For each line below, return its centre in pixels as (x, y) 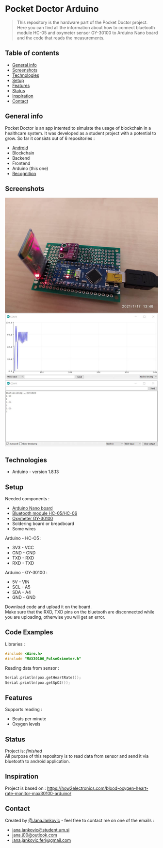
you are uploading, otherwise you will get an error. (55, 617)
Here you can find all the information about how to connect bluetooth (86, 27)
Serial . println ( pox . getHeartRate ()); (43, 678)
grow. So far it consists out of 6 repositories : (50, 138)
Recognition (24, 173)
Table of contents (32, 53)
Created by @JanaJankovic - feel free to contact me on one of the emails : (80, 820)
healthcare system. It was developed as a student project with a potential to (81, 133)
